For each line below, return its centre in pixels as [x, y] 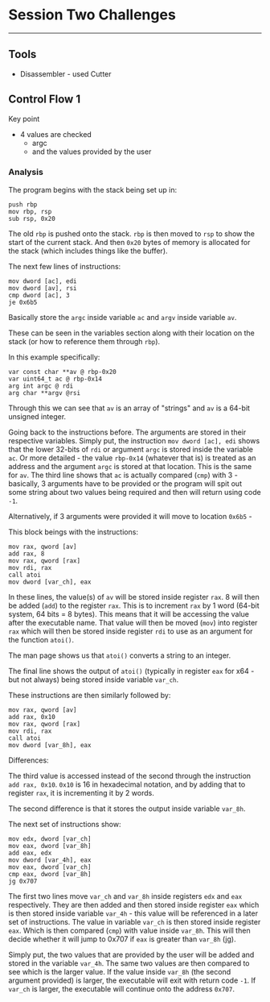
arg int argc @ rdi [41, 386]
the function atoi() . [41, 639]
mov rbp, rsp [30, 211]
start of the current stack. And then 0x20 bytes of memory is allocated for [129, 242]
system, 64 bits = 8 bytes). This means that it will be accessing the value [129, 613]
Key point [24, 118]
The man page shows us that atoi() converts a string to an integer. [120, 655]
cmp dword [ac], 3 [39, 295]
